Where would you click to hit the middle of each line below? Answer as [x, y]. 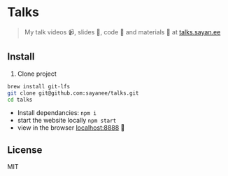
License [25, 150]
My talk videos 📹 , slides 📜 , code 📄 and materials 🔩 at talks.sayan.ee [122, 32]
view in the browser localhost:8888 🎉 [71, 128]
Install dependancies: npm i [57, 113]
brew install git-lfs [39, 86]
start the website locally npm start [67, 121]
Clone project [37, 74]
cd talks [20, 100]
